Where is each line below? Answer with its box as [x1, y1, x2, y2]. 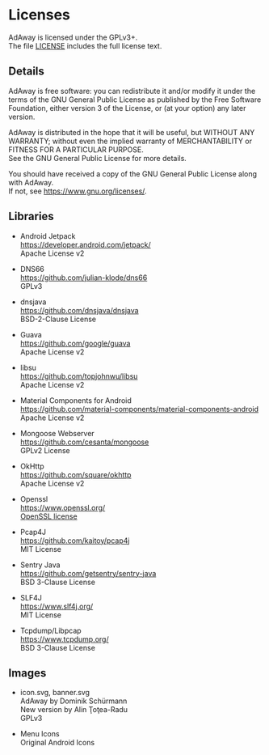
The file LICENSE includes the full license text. [8, 40, 162, 50]
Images [8, 666, 47, 680]
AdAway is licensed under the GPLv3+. [8, 32, 138, 42]
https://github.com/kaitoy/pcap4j [19, 536, 130, 545]
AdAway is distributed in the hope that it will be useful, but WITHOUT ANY [8, 127, 255, 137]
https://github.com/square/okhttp [19, 469, 132, 479]
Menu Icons [19, 729, 60, 739]
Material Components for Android [19, 395, 132, 405]
